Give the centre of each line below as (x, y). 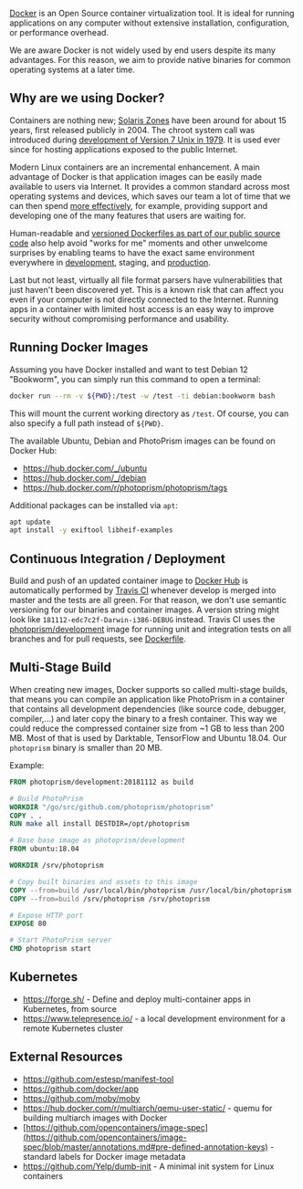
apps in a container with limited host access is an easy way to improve (142, 308)
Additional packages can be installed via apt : (94, 505)
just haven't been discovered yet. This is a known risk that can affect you (147, 289)
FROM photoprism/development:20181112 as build (102, 782)
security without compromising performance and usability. (120, 318)
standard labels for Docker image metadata (104, 1156)
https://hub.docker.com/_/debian (84, 477)
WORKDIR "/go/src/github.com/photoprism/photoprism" (112, 807)
